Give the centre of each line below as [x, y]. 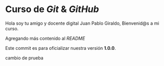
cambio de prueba [25, 58]
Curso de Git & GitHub [52, 9]
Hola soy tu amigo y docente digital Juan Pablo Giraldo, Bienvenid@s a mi [82, 23]
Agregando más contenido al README [45, 38]
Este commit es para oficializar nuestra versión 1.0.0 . [61, 48]
